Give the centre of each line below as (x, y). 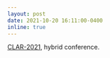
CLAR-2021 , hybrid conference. (54, 47)
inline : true (27, 27)
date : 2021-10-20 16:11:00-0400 (55, 21)
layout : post (27, 14)
